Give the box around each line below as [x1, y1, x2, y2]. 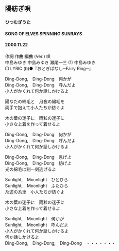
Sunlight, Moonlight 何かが [5, 215, 64, 221]
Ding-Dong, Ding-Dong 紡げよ [5, 160, 72, 166]
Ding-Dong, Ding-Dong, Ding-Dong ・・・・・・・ [5, 240, 116, 246]
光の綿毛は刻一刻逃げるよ [5, 166, 56, 172]
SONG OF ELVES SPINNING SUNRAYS [5, 31, 83, 37]
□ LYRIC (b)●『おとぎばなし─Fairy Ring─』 [5, 65, 93, 71]
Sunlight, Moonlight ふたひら [5, 183, 68, 188]
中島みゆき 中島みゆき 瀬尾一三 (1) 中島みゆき [5, 59, 96, 65]
